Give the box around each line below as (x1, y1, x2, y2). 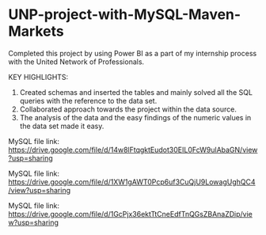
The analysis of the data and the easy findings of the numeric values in (19, 112, 252, 122)
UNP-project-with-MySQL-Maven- (8, 6, 241, 24)
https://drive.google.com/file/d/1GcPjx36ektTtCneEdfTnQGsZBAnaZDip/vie (8, 209, 253, 218)
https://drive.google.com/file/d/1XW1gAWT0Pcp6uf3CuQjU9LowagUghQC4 (8, 176, 256, 187)
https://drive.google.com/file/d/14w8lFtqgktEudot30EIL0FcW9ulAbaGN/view (8, 145, 258, 154)
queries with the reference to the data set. (19, 96, 158, 105)
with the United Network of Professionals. (8, 57, 145, 66)
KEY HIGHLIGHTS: (8, 72, 69, 81)
